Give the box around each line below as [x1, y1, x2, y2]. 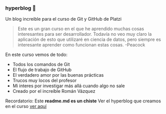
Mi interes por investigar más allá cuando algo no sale [12, 83, 125, 89]
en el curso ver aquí [5, 103, 47, 109]
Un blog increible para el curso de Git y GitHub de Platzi [5, 16, 122, 22]
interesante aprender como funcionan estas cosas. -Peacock [17, 42, 145, 48]
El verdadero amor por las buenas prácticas [12, 72, 104, 78]
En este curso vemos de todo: [5, 51, 68, 58]
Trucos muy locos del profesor [12, 78, 77, 84]
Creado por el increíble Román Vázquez [12, 88, 96, 94]
